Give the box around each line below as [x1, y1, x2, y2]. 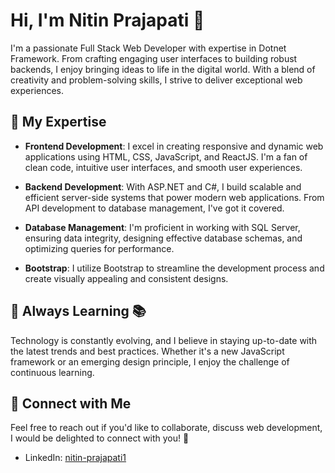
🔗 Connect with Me [10, 395, 132, 412]
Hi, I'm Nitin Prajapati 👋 [10, 9, 205, 32]
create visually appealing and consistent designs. [24, 272, 229, 284]
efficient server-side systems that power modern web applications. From [24, 191, 325, 203]
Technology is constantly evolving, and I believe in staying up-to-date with [10, 334, 318, 346]
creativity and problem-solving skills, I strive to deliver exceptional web [10, 74, 303, 86]
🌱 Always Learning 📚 [10, 303, 147, 320]
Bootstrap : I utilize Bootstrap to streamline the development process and [24, 262, 325, 274]
